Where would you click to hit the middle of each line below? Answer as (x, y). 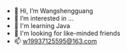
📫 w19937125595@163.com (55, 41)
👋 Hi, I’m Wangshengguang (54, 11)
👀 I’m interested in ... (44, 18)
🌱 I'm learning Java (42, 26)
